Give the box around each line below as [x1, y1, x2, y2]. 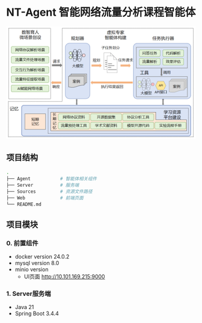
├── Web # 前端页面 [6, 195, 84, 201]
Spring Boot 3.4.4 [14, 310, 59, 317]
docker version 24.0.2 [14, 253, 70, 260]
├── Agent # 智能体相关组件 [6, 176, 97, 182]
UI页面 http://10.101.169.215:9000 [23, 273, 105, 280]
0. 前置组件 [6, 239, 38, 247]
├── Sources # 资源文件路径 [6, 188, 93, 195]
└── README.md [6, 201, 42, 207]
